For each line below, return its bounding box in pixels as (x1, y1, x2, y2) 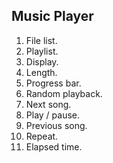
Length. (25, 66, 58, 78)
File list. (25, 34, 58, 46)
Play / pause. (25, 109, 81, 121)
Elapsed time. (25, 140, 83, 153)
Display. (25, 55, 59, 68)
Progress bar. (25, 77, 82, 89)
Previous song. (25, 119, 88, 131)
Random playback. (25, 87, 103, 99)
